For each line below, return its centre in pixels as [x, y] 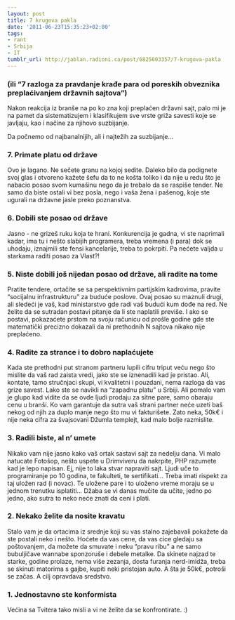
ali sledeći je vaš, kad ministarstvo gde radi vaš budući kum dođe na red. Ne [117, 304]
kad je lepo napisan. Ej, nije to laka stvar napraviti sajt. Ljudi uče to [103, 468]
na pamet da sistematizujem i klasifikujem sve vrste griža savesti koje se [112, 116]
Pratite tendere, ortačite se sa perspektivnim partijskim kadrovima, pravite [114, 289]
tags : [15, 33]
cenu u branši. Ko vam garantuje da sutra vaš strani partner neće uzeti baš [115, 405]
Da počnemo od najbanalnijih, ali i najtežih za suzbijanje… [90, 137]
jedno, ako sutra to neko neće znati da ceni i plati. [79, 498]
